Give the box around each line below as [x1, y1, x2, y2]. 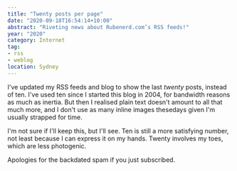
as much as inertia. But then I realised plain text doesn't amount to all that [7, 97, 223, 106]
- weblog [7, 57, 33, 64]
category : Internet [7, 37, 65, 44]
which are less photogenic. [7, 141, 87, 150]
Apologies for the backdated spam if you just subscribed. [7, 155, 176, 164]
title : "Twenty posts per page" [7, 10, 103, 18]
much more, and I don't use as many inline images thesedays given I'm [7, 105, 216, 114]
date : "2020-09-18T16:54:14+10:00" [7, 17, 113, 24]
